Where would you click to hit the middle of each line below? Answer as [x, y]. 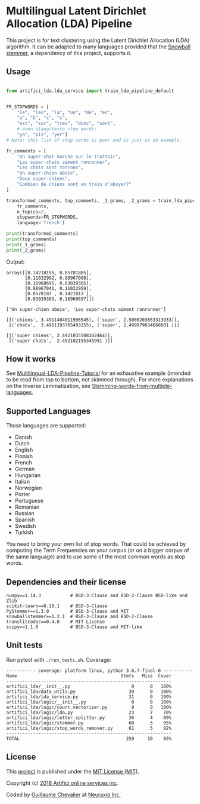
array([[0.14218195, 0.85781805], [49, 273]
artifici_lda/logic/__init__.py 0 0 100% [89, 702]
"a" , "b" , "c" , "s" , [42, 118]
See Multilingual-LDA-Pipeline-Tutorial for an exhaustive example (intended [99, 373]
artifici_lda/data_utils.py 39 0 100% [89, 692]
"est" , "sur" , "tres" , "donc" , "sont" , [66, 124]
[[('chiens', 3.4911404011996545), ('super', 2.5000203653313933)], [93, 320]
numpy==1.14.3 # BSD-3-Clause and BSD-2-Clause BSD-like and [97, 596]
